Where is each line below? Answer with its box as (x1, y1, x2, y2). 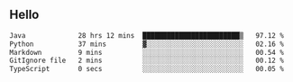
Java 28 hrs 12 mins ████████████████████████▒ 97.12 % (9, 31, 284, 40)
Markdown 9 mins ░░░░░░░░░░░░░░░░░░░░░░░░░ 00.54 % (9, 48, 284, 57)
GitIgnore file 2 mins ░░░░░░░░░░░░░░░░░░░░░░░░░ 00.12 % (9, 56, 284, 66)
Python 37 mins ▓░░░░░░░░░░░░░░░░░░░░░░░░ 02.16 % (9, 40, 284, 49)
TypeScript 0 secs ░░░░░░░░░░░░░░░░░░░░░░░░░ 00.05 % (9, 65, 284, 74)
